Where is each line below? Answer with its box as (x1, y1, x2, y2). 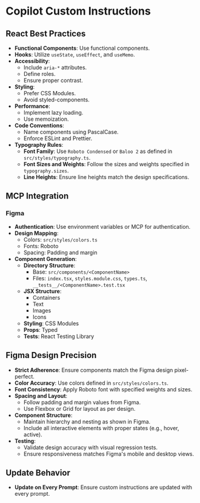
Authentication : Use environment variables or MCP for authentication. (14, 223, 191, 230)
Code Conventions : (14, 122, 64, 129)
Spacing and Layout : (14, 392, 68, 399)
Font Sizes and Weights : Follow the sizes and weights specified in (23, 161, 190, 167)
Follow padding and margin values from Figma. (23, 399, 141, 406)
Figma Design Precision (5, 350, 97, 360)
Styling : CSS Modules (23, 320, 79, 327)
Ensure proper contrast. (23, 77, 83, 84)
